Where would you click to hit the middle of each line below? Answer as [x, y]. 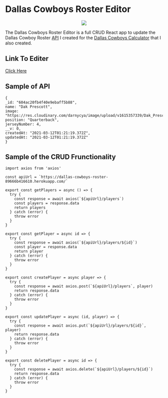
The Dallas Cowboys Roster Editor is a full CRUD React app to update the [80, 32]
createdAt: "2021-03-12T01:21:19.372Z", [48, 133]
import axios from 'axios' [33, 168]
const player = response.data [46, 247]
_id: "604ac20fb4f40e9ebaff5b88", [41, 102]
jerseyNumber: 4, [23, 124]
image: [12, 111]
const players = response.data [47, 203]
